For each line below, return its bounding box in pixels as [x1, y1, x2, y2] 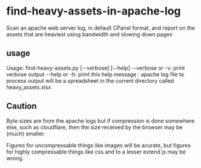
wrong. [6, 154, 24, 161]
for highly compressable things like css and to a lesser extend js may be [6, 148, 186, 155]
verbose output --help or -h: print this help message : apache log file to [6, 71, 185, 78]
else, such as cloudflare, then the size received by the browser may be [6, 123, 183, 131]
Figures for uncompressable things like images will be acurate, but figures [6, 141, 191, 149]
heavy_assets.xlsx [6, 83, 51, 91]
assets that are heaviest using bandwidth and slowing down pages [6, 30, 173, 37]
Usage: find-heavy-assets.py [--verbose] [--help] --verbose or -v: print [6, 64, 185, 71]
